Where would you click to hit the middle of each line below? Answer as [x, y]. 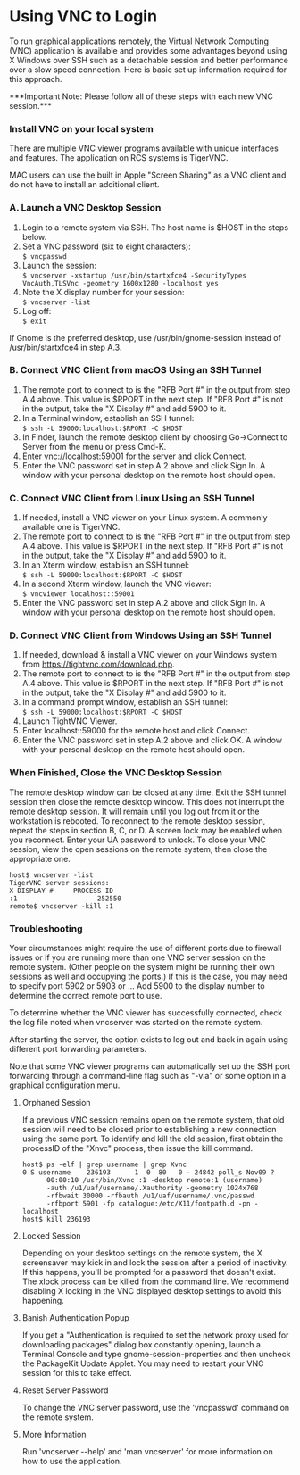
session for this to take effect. [77, 1373]
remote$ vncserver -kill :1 [62, 906]
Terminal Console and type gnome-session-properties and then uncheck [156, 1355]
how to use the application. [72, 1462]
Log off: [37, 311]
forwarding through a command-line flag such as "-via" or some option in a [148, 1076]
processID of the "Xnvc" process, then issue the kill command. [137, 1148]
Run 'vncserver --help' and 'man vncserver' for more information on [148, 1452]
